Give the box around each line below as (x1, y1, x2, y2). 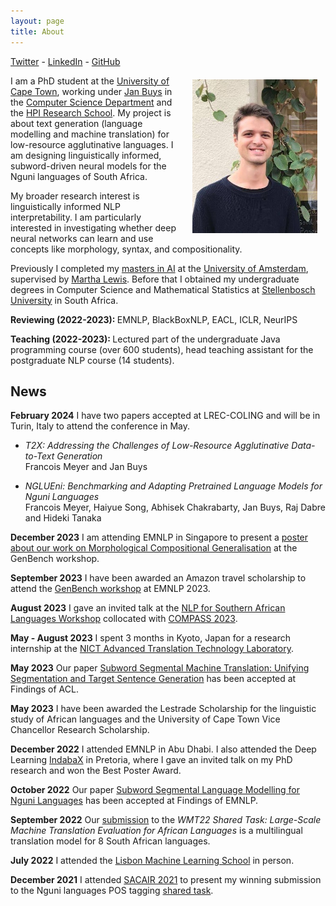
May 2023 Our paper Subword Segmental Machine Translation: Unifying (10, 662, 310, 674)
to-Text (24, 450, 55, 462)
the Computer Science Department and (10, 96, 173, 108)
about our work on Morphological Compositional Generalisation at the (10, 542, 298, 554)
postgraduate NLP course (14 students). (10, 354, 175, 366)
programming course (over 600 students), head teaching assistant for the (10, 343, 314, 355)
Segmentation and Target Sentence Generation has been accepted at (10, 673, 297, 685)
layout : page (10, 16, 65, 26)
